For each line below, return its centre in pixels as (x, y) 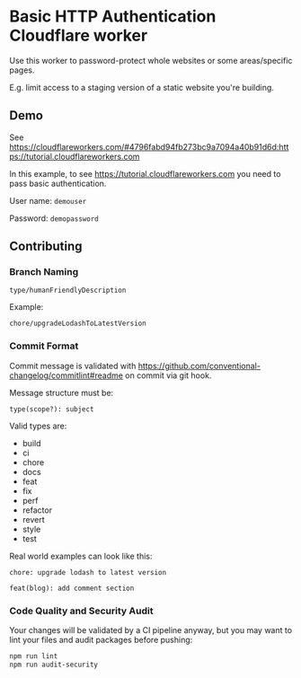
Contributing (46, 247)
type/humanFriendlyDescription (68, 291)
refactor (37, 510)
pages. (22, 70)
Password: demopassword (54, 218)
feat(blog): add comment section (72, 588)
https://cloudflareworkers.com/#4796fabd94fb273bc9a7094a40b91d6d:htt (149, 146)
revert (33, 519)
